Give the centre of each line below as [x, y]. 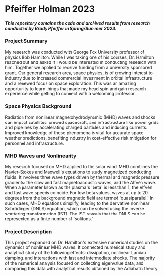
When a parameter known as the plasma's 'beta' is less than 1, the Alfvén [79, 187]
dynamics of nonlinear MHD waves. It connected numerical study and [75, 247]
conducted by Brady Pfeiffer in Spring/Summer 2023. [61, 28]
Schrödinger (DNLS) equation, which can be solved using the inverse [75, 209]
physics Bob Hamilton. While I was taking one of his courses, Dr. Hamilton [80, 57]
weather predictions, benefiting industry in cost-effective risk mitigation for [81, 138]
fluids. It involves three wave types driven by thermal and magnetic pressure [82, 177]
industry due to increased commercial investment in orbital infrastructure [79, 78]
